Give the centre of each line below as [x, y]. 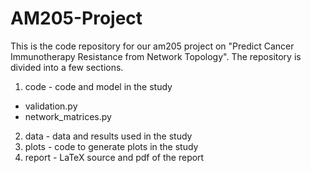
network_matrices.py [68, 116]
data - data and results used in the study [108, 136]
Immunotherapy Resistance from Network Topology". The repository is [156, 56]
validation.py [51, 106]
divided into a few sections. [67, 67]
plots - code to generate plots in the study [111, 146]
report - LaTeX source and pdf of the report [114, 157]
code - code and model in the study [98, 86]
